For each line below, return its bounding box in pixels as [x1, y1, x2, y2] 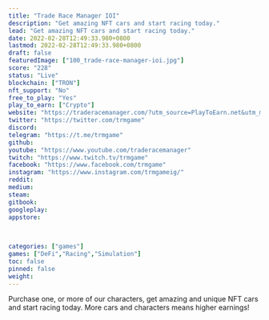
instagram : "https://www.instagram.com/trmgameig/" [8, 168, 184, 176]
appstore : [8, 213, 42, 221]
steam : [8, 190, 30, 199]
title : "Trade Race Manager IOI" [8, 11, 120, 20]
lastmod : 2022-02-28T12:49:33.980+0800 [8, 42, 142, 50]
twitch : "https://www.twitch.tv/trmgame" [8, 153, 149, 161]
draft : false [8, 49, 52, 57]
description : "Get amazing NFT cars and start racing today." [8, 19, 220, 27]
